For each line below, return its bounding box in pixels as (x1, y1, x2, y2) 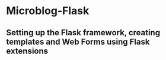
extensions (6, 46, 49, 56)
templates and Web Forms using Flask (6, 36, 150, 46)
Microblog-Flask (6, 4, 90, 18)
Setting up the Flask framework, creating (6, 28, 161, 38)
